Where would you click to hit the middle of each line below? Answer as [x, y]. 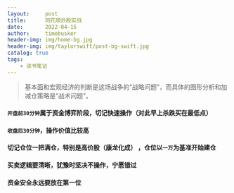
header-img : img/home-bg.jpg [50, 40]
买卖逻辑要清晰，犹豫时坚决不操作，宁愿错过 [72, 165]
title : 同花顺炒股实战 [45, 20]
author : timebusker [42, 33]
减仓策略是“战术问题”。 [58, 95]
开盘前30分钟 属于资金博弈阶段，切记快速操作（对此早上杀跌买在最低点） [110, 113]
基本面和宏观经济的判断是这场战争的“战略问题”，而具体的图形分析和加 [126, 87]
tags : [15, 60]
